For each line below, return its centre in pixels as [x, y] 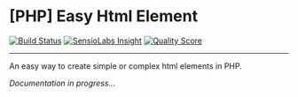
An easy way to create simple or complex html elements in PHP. [125, 66]
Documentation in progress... [63, 83]
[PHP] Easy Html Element [103, 16]
